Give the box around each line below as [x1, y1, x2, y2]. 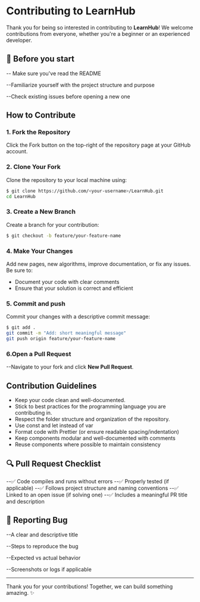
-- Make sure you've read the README [6, 70, 101, 77]
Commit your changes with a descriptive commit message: [6, 313, 151, 320]
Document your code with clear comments [14, 278, 120, 285]
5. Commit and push [6, 300, 65, 308]
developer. [6, 36, 33, 44]
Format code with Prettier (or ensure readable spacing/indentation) [14, 428, 180, 435]
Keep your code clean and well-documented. [14, 396, 126, 403]
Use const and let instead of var [14, 422, 93, 429]
